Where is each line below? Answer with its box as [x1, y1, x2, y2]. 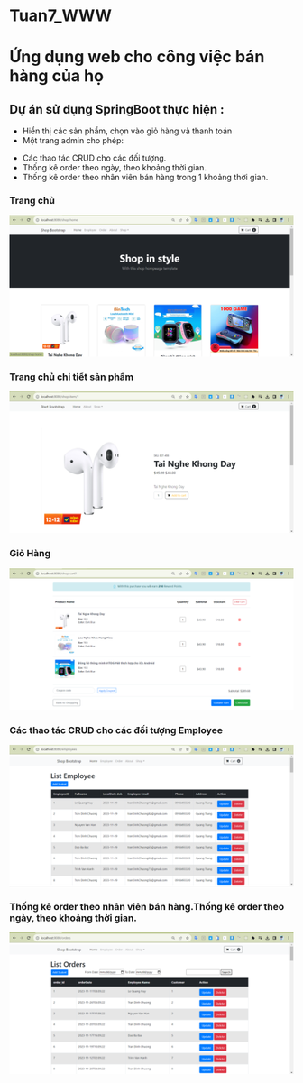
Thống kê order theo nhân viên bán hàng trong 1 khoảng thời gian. [22, 172, 269, 183]
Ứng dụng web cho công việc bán [9, 47, 265, 68]
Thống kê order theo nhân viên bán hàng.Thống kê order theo [9, 900, 285, 913]
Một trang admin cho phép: [22, 135, 124, 146]
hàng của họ [9, 66, 104, 87]
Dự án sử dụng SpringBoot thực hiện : [9, 101, 225, 117]
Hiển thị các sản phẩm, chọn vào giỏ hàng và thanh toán [22, 125, 233, 136]
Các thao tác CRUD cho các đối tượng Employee [9, 723, 224, 736]
